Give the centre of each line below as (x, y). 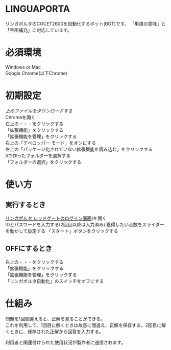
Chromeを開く (20, 117)
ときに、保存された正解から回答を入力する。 (56, 331)
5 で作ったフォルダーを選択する (38, 155)
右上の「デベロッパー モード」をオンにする (51, 143)
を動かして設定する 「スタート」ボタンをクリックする (62, 231)
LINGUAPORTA (38, 9)
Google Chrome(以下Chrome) (36, 73)
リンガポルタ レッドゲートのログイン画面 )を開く (56, 218)
